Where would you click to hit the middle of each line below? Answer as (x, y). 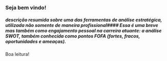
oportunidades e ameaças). (36, 41)
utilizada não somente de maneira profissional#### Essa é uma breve (82, 25)
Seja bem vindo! (26, 8)
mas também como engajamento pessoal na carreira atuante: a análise (83, 30)
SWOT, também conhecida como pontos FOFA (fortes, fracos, (73, 36)
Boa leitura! (17, 54)
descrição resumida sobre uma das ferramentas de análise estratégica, (84, 20)
